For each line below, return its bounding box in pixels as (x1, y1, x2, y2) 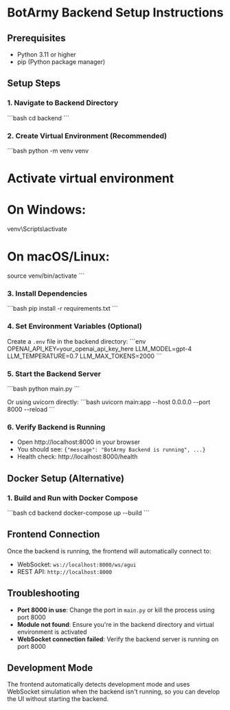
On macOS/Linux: (7, 249, 110, 265)
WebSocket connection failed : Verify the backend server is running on (16, 634, 219, 643)
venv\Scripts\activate (7, 225, 67, 233)
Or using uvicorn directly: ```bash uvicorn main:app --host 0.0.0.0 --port (7, 397, 211, 406)
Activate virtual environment (7, 170, 174, 186)
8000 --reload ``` (7, 405, 56, 413)
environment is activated (16, 628, 87, 636)
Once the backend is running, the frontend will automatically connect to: (7, 546, 211, 555)
